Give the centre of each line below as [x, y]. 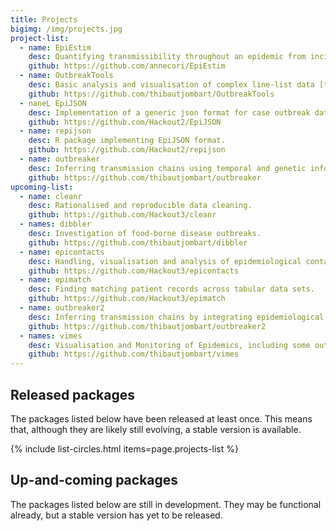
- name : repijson [55, 131]
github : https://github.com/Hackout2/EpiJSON [125, 122]
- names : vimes [51, 336]
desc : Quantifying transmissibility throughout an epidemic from [167, 57]
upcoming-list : [42, 187]
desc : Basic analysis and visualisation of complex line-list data [171, 85]
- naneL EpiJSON [53, 103]
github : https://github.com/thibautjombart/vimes [134, 354]
